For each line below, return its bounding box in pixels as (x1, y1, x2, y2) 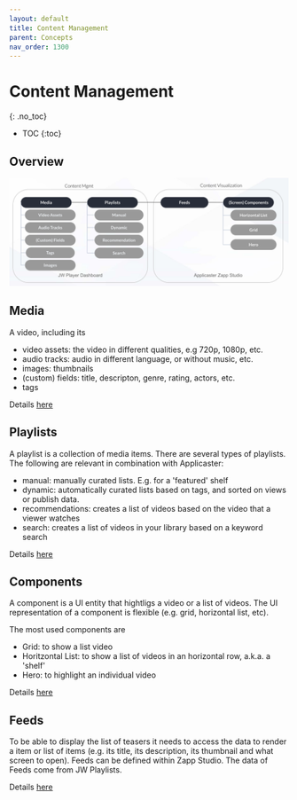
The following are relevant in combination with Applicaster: (9, 458, 224, 468)
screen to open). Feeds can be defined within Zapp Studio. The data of (9, 755, 269, 766)
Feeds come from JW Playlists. (9, 765, 122, 775)
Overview (9, 153, 65, 169)
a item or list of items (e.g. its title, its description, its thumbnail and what (9, 746, 274, 757)
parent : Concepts (9, 33, 74, 42)
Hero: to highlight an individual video (21, 670, 157, 680)
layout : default (9, 14, 69, 23)
